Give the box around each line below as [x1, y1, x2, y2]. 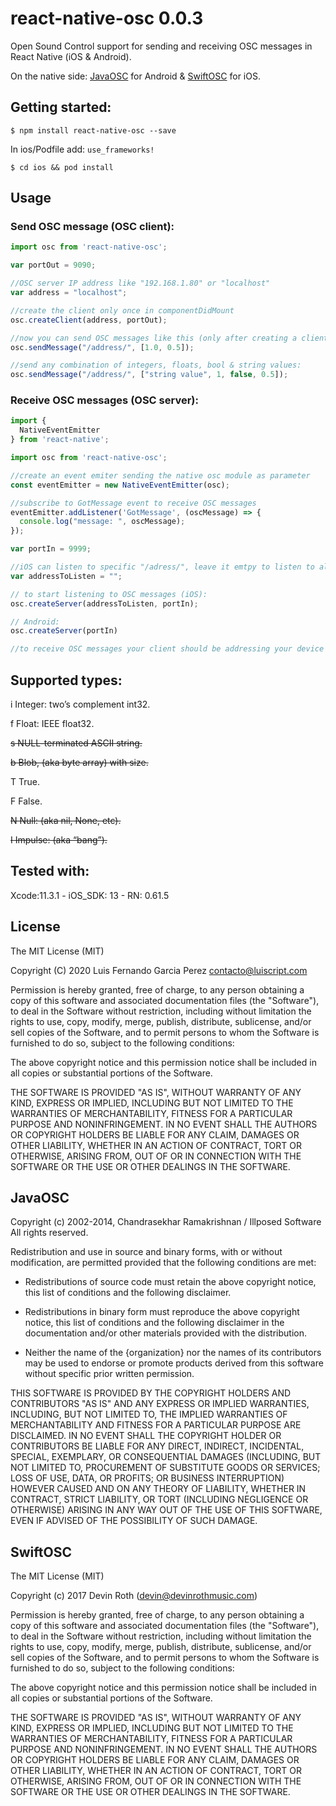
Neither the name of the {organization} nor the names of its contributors [24, 1347, 322, 1359]
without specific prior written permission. [24, 1368, 195, 1380]
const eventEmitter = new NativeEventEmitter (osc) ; [10, 480, 230, 490]
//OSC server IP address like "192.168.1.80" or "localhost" [10, 278, 271, 289]
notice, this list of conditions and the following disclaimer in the [24, 1317, 285, 1329]
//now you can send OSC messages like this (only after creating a [10, 333, 298, 343]
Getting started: [10, 99, 112, 116]
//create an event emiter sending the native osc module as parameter [10, 470, 311, 481]
